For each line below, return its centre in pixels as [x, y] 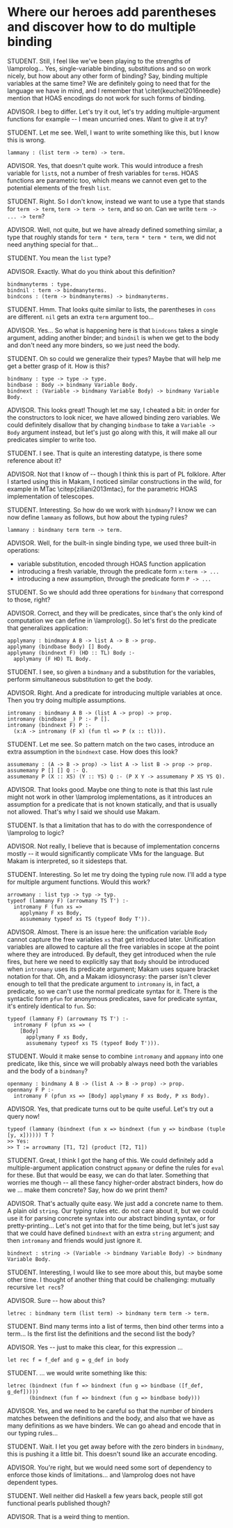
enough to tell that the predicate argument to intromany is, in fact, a [104, 984]
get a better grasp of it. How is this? [58, 366]
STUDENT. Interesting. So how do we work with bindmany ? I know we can [112, 510]
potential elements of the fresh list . [59, 188]
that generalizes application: [48, 627]
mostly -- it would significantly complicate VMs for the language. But [106, 853]
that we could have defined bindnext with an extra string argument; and [111, 1233]
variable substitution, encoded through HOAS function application [112, 564]
